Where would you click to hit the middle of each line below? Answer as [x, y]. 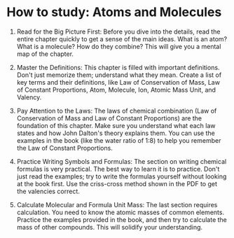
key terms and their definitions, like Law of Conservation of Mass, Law [118, 82]
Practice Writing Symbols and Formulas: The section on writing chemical [122, 161]
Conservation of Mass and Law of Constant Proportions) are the [109, 118]
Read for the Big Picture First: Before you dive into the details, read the [118, 31]
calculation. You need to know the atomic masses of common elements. [121, 212]
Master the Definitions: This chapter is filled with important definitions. [118, 67]
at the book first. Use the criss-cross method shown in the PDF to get [117, 183]
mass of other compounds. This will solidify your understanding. [110, 227]
